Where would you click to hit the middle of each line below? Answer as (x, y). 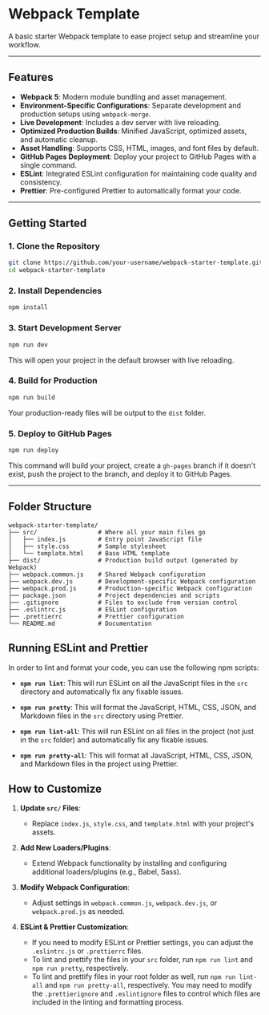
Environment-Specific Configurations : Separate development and (130, 105)
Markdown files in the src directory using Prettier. (102, 716)
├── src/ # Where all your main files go (107, 532)
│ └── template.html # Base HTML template (89, 553)
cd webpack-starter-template (57, 270)
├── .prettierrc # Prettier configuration (96, 616)
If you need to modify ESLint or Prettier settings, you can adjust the (143, 943)
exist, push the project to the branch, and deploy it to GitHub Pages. (120, 473)
